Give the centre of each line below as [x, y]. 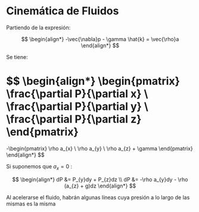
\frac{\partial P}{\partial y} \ [77, 107]
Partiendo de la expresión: [38, 27]
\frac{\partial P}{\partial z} [74, 119]
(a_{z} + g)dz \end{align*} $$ [100, 186]
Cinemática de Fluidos [63, 11]
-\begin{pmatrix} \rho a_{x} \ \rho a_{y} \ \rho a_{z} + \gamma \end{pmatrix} [100, 148]
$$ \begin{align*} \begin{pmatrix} [93, 81]
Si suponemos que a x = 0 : [39, 167]
